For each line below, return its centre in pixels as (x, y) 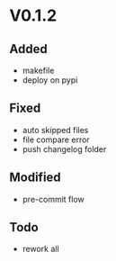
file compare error (56, 139)
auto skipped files (55, 130)
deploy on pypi (50, 80)
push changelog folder (64, 148)
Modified (35, 178)
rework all (41, 249)
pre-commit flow (54, 199)
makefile (38, 70)
